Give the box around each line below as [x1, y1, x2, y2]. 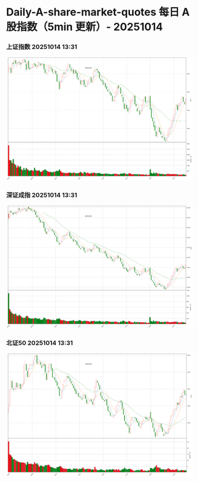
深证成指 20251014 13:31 [6, 190, 77, 199]
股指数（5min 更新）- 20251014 [6, 20, 163, 34]
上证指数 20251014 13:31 [6, 43, 77, 51]
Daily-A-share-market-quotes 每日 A [6, 5, 190, 19]
